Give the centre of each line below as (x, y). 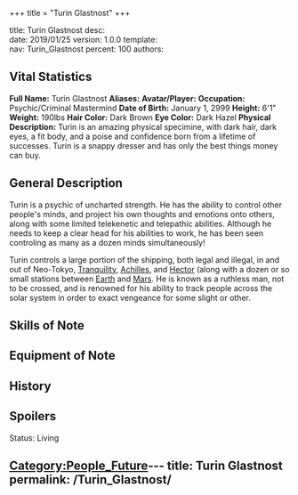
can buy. (25, 155)
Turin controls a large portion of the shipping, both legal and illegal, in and (145, 260)
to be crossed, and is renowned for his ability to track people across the (141, 288)
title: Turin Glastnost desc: (57, 30)
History (30, 386)
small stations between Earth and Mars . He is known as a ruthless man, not (147, 279)
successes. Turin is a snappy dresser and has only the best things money (144, 145)
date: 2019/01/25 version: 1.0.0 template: (84, 40)
